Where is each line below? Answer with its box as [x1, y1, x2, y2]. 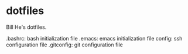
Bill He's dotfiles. [6, 23, 47, 31]
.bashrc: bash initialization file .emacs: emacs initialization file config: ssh [6, 35, 183, 42]
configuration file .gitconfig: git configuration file [6, 41, 123, 48]
